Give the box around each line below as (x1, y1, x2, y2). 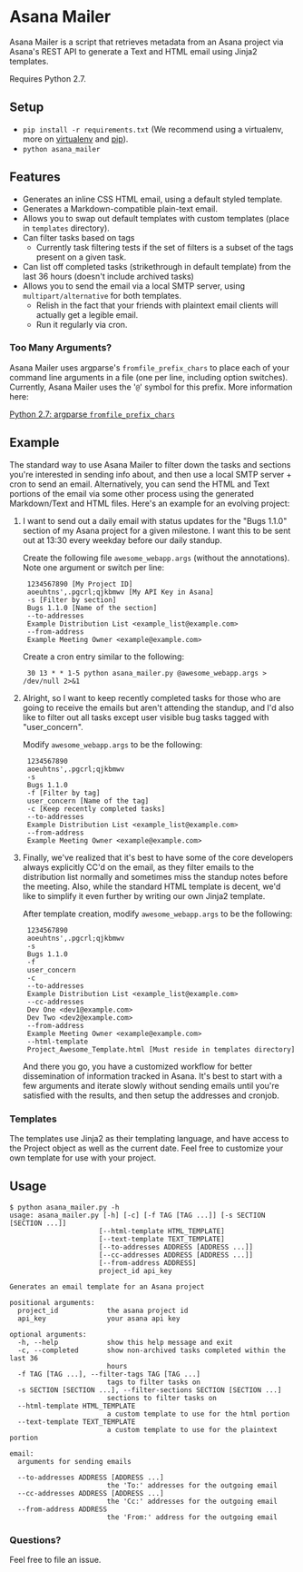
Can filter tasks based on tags (22, 232, 135, 242)
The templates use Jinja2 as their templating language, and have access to (9, 1132, 289, 1143)
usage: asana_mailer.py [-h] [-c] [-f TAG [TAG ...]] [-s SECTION (9, 1211, 266, 1220)
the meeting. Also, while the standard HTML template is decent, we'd (22, 881, 281, 892)
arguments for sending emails (17, 1457, 132, 1466)
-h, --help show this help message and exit (17, 1338, 233, 1347)
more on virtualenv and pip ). (22, 133, 129, 144)
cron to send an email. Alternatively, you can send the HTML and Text (9, 479, 270, 489)
